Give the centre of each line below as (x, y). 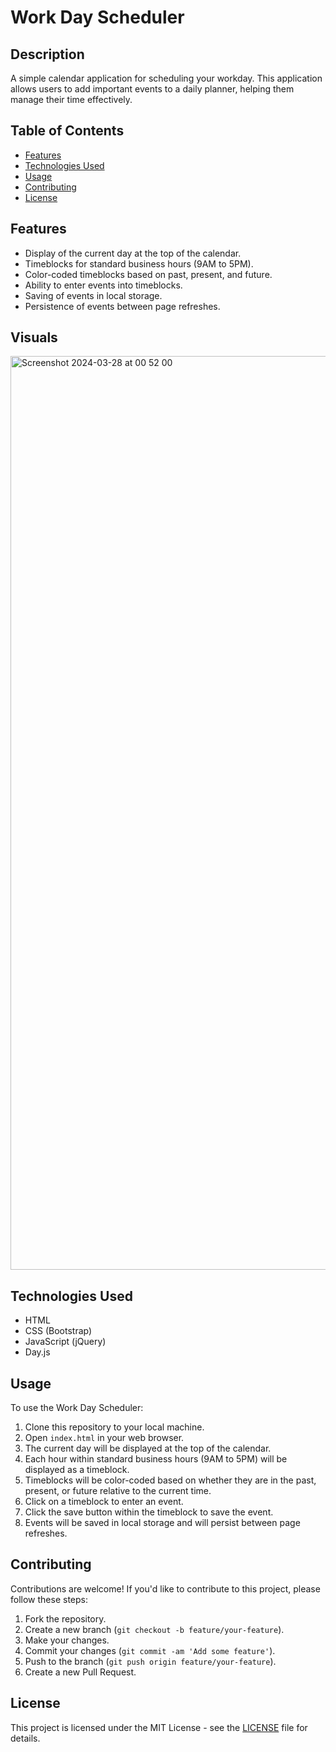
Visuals (34, 337)
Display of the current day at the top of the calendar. (133, 253)
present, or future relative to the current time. (118, 1491)
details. (25, 1738)
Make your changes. (67, 1640)
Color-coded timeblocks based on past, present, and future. (148, 274)
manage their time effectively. (71, 99)
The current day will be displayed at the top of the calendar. (148, 1448)
